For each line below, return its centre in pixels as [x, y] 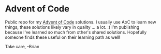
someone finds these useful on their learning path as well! [63, 37]
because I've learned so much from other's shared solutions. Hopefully [76, 32]
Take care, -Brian [22, 46]
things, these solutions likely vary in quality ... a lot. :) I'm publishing [72, 27]
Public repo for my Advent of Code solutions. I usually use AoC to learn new [80, 22]
